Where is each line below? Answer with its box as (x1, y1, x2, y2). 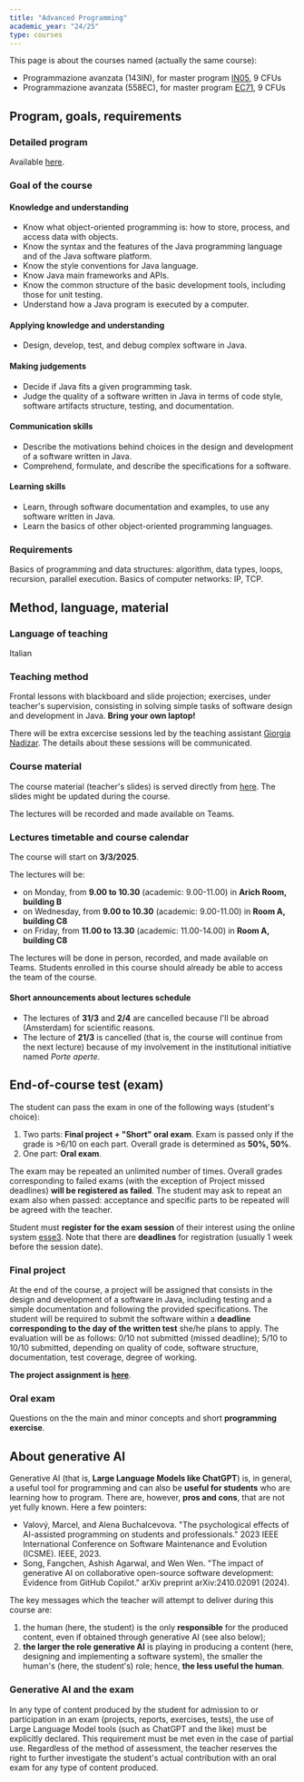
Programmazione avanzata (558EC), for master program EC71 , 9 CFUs (22, 83, 286, 94)
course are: (9, 1604, 53, 1616)
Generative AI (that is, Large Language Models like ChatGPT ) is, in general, (9, 1472, 293, 1484)
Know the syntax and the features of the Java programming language (22, 241, 283, 252)
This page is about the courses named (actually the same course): (9, 55, 257, 66)
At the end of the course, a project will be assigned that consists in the (9, 1285, 273, 1295)
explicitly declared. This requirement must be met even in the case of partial (9, 1733, 294, 1744)
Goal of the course (9, 179, 93, 192)
